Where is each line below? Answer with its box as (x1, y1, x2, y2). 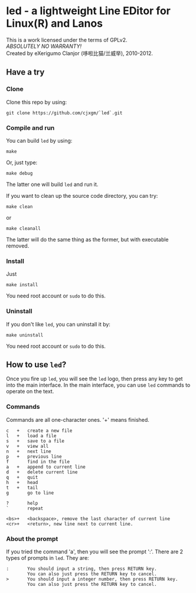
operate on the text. (6, 388, 54, 395)
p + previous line (6, 453, 62, 460)
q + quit (6, 474, 38, 480)
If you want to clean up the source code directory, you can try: (6, 192, 158, 199)
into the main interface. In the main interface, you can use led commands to (6, 382, 191, 389)
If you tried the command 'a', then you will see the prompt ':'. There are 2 (6, 548, 184, 555)
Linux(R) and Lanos (6, 17, 103, 30)
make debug (6, 170, 33, 176)
